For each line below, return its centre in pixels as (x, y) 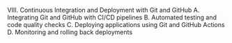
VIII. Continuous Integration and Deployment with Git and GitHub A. (103, 10)
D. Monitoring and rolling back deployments (70, 32)
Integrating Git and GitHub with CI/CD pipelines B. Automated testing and (112, 17)
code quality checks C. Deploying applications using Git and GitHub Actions (116, 25)
